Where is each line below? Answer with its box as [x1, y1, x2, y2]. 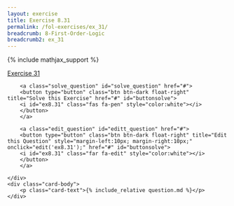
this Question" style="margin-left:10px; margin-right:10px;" [7, 138, 193, 145]
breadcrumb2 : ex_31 [7, 36, 64, 43]
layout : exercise [7, 10, 58, 18]
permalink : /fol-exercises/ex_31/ [7, 23, 109, 30]
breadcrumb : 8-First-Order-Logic [7, 29, 105, 37]
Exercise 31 [7, 69, 41, 78]
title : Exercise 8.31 [7, 17, 71, 24]
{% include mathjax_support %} [7, 55, 99, 64]
